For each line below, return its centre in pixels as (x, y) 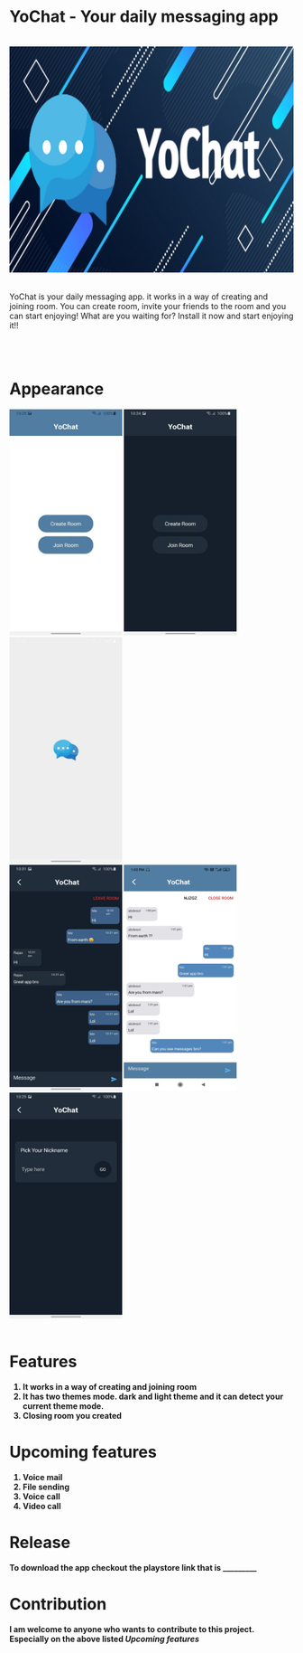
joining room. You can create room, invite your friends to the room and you (148, 306)
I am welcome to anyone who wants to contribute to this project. (132, 1629)
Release (40, 1542)
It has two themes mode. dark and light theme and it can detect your (153, 1396)
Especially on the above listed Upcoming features (105, 1639)
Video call (41, 1506)
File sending (46, 1487)
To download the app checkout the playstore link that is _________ (133, 1567)
